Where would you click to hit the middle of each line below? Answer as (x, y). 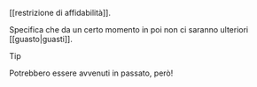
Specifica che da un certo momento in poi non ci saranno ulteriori (129, 29)
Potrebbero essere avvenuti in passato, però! (91, 73)
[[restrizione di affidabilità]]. (60, 13)
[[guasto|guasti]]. (41, 39)
